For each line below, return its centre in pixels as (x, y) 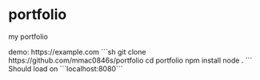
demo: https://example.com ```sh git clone (77, 51)
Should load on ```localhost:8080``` (66, 68)
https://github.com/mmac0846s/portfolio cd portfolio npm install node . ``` (130, 60)
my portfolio (28, 36)
